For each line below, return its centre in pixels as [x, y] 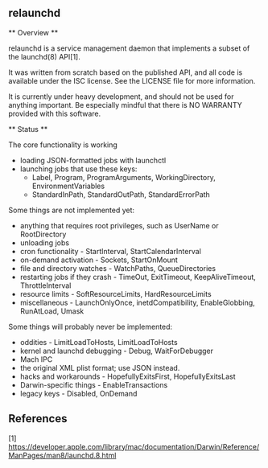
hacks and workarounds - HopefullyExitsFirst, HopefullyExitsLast [128, 376]
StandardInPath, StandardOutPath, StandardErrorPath [121, 194]
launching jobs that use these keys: [78, 169]
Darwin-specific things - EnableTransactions [94, 384]
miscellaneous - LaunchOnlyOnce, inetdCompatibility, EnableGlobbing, [137, 302]
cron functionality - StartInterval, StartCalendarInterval [110, 251]
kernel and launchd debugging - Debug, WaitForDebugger [117, 351]
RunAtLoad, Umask [52, 311]
